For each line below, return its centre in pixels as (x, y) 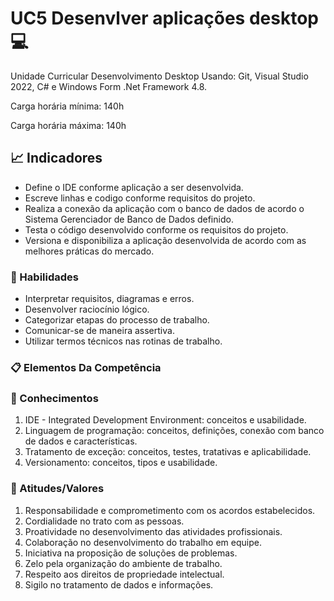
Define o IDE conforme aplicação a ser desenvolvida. (134, 187)
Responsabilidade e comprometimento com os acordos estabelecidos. (170, 510)
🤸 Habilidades (44, 277)
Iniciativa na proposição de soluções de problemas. (131, 553)
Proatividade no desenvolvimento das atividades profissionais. (153, 531)
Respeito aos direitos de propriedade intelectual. (124, 574)
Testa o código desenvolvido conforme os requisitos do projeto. (156, 229)
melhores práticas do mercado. (89, 251)
